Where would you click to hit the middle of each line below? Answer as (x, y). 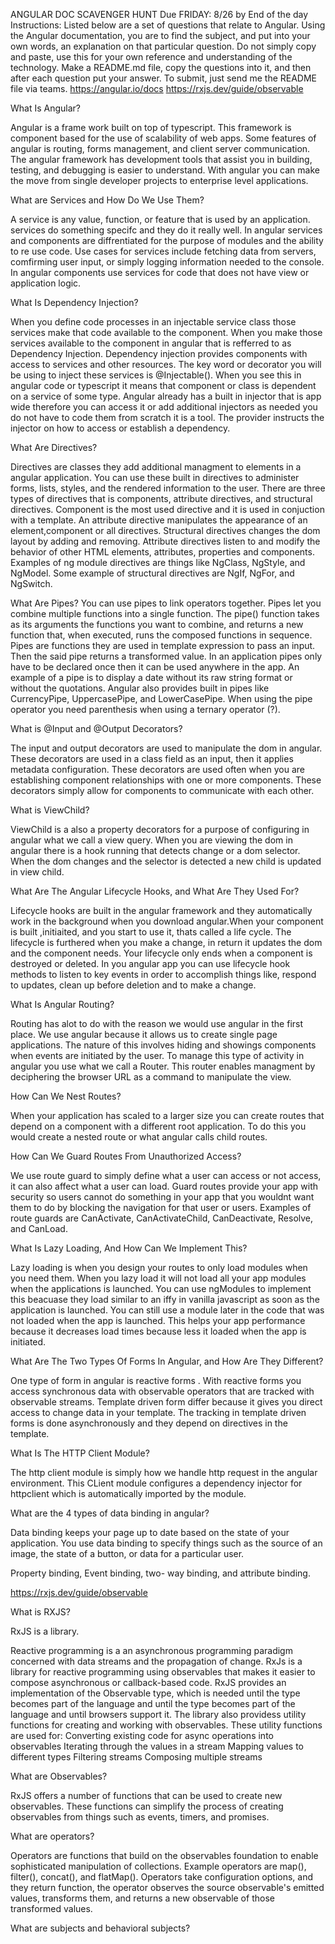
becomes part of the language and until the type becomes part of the (153, 1703)
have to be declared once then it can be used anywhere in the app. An (155, 667)
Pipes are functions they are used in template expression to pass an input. (163, 645)
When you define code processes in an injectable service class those (153, 322)
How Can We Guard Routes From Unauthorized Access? (126, 1156)
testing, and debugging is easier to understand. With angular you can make (165, 170)
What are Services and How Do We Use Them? (107, 200)
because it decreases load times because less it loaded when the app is (158, 1331)
